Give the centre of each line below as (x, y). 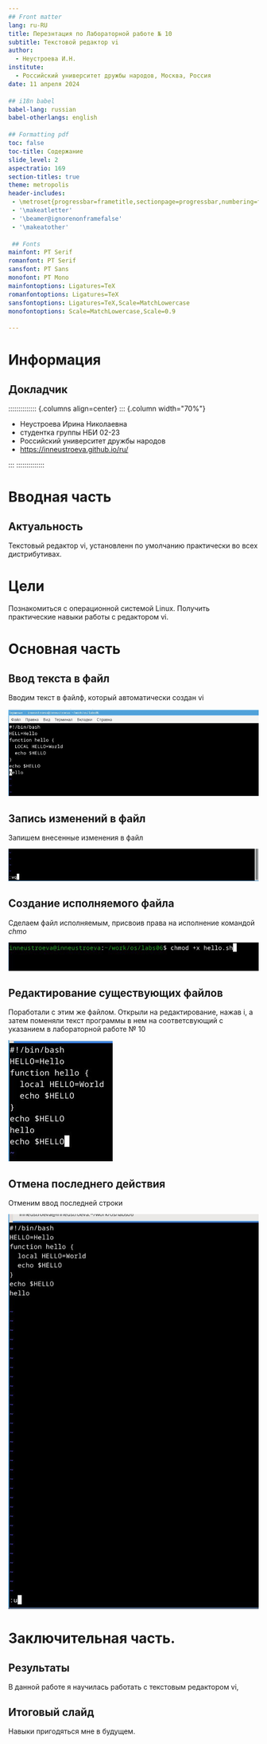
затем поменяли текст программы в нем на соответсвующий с (116, 1021)
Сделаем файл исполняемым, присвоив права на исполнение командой (132, 923)
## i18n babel (32, 101)
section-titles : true (44, 177)
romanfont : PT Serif (43, 261)
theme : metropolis (39, 185)
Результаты (39, 1668)
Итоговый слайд (51, 1712)
